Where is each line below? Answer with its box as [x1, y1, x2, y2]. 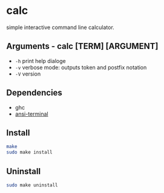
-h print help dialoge [15, 57, 66, 64]
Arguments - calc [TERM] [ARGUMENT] [6, 41, 159, 51]
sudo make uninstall [6, 182, 59, 188]
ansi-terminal [15, 110, 48, 117]
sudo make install [6, 149, 53, 155]
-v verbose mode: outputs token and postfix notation [15, 64, 147, 71]
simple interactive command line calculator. [6, 24, 115, 31]
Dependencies [6, 88, 62, 98]
